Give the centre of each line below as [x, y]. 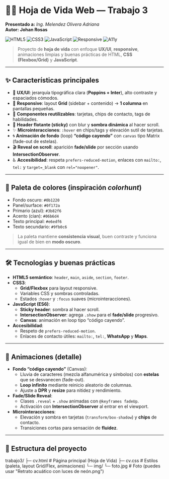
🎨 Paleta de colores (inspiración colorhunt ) [73, 188]
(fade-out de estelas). [35, 141]
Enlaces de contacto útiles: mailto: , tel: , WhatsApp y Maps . [84, 336]
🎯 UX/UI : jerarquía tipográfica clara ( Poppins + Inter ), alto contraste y [85, 92]
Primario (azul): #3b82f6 [37, 211]
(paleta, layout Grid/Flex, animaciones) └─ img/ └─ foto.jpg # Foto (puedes [83, 466]
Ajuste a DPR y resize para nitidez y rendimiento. [71, 390]
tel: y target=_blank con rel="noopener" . [56, 167]
